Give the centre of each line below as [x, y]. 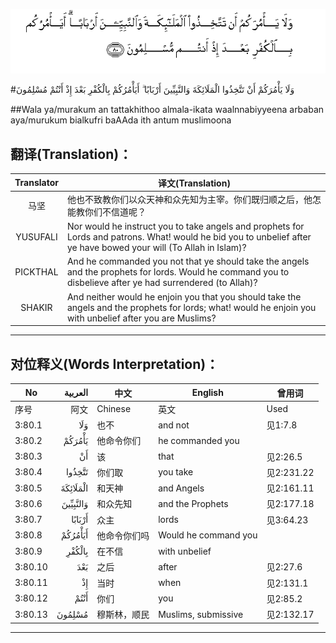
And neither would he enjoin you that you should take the [184, 296]
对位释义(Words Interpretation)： [115, 364]
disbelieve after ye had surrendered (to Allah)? [162, 283]
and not [174, 425]
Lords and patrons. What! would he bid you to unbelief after [189, 237]
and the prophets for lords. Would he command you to [178, 272]
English [207, 393]
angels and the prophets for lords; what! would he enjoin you [191, 307]
